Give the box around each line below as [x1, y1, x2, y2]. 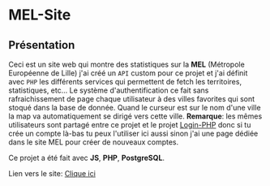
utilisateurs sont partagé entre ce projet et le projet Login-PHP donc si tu [8, 120, 251, 129]
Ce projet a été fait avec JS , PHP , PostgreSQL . [8, 153, 165, 162]
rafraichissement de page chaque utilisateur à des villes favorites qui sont [8, 94, 255, 103]
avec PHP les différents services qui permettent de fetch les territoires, [8, 77, 242, 86]
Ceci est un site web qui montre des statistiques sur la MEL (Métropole [8, 59, 245, 69]
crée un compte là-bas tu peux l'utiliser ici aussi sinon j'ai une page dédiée [8, 128, 259, 138]
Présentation [8, 38, 75, 52]
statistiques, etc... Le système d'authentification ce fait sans [8, 85, 209, 95]
